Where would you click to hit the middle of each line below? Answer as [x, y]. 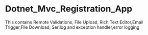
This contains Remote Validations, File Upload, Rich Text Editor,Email [74, 22]
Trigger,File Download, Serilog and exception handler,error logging [72, 27]
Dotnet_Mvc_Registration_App [69, 9]
